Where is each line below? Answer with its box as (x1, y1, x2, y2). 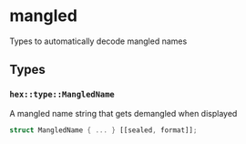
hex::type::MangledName (9, 89, 116, 100)
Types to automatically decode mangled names (9, 36, 188, 46)
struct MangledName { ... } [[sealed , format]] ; (9, 125, 198, 135)
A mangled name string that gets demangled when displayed (9, 108, 238, 118)
